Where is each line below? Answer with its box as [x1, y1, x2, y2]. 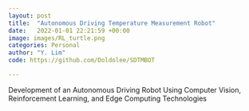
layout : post [8, 11, 52, 20]
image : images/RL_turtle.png [8, 34, 105, 42]
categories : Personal [8, 42, 81, 50]
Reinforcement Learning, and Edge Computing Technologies [8, 93, 207, 103]
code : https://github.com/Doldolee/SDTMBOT [8, 57, 156, 65]
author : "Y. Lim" [8, 49, 66, 57]
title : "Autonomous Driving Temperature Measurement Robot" [8, 19, 216, 27]
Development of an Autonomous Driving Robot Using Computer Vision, [8, 85, 242, 94]
